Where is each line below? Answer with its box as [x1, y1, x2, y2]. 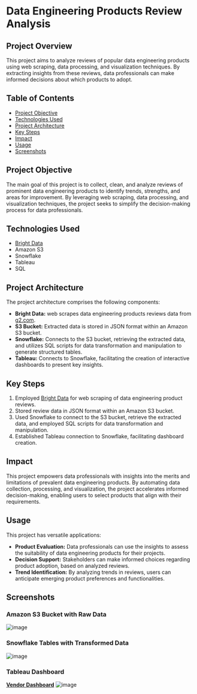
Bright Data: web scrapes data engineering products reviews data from [14, 310, 192, 318]
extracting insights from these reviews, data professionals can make [6, 70, 175, 76]
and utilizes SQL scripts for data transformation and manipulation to [14, 342, 182, 349]
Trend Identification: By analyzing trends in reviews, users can [14, 569, 171, 576]
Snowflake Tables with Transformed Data [6, 639, 129, 647]
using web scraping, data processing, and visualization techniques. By [6, 63, 180, 70]
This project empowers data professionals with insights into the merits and [6, 472, 190, 480]
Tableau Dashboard [6, 668, 65, 676]
